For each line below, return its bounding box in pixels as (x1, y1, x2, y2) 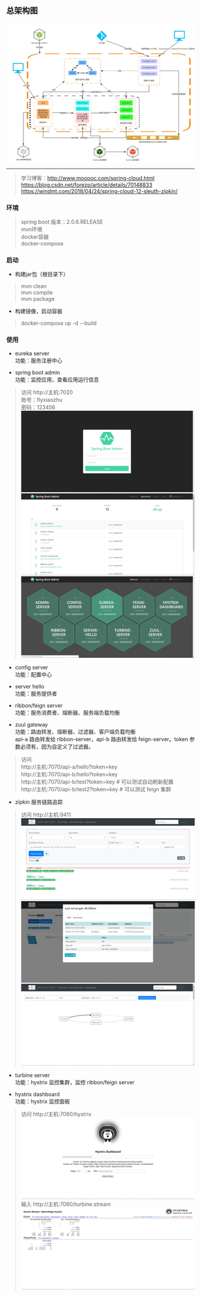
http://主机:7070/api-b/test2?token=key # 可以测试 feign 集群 (20, 786, 172, 793)
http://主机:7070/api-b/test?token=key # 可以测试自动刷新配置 (20, 778, 174, 785)
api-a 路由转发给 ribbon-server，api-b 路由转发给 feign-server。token (14, 736, 188, 743)
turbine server (14, 1071, 50, 1078)
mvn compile (20, 289, 53, 296)
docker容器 (20, 233, 49, 240)
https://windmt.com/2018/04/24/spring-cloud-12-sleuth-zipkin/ (20, 187, 178, 194)
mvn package (20, 295, 55, 303)
